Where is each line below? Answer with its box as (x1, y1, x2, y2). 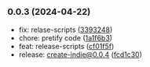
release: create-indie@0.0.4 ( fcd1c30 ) (18, 50, 143, 59)
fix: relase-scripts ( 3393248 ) (18, 25, 113, 34)
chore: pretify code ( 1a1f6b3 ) (18, 33, 113, 42)
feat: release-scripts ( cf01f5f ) (18, 41, 115, 51)
